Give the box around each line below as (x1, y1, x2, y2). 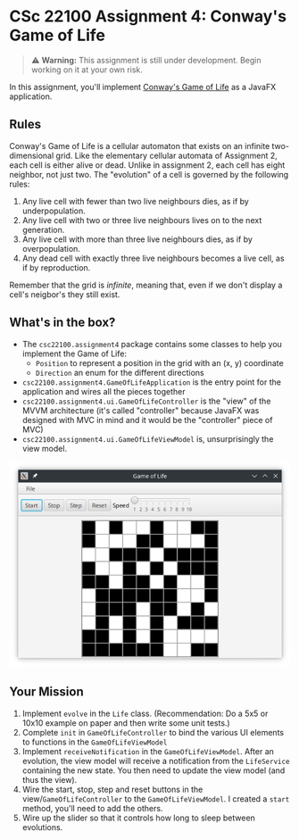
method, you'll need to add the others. (21, 803, 163, 813)
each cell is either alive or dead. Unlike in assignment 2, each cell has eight (9, 159, 286, 170)
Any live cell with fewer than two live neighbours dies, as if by (21, 195, 250, 206)
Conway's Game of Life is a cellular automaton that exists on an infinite (9, 140, 270, 151)
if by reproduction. (21, 262, 91, 273)
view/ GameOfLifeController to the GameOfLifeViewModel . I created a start (21, 793, 290, 804)
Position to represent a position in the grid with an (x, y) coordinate (35, 357, 284, 368)
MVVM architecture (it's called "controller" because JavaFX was (21, 404, 260, 416)
